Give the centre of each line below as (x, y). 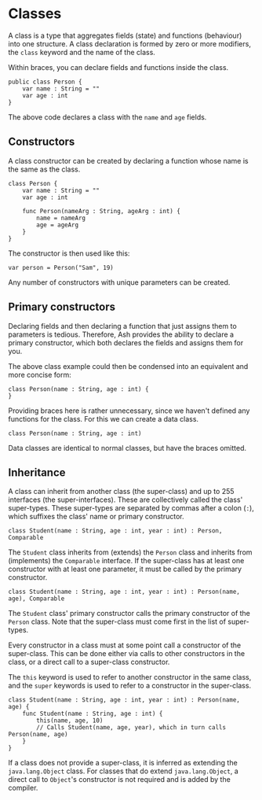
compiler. (23, 788)
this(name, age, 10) (70, 721)
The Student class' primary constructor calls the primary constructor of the (129, 614)
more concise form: (40, 374)
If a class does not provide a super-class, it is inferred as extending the (123, 763)
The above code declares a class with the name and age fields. (107, 117)
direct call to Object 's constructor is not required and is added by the (120, 780)
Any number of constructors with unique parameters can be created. (119, 282)
